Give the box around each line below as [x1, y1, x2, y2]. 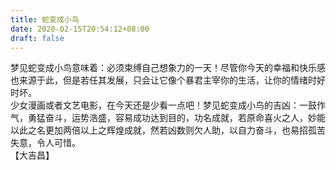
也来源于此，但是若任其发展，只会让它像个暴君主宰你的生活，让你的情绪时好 [10, 74, 326, 86]
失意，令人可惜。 [10, 137, 81, 149]
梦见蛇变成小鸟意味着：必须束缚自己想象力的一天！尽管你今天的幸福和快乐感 [10, 62, 326, 74]
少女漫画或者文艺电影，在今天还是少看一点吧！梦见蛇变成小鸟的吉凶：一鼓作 [10, 99, 326, 111]
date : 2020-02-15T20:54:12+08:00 [10, 24, 150, 34]
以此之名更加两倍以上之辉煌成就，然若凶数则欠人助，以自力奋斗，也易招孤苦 [10, 124, 326, 136]
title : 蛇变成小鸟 [10, 14, 80, 25]
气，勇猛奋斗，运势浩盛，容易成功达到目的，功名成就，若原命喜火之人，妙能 [10, 112, 326, 124]
